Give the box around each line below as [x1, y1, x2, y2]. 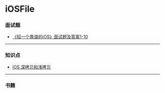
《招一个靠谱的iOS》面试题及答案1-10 [12, 34, 88, 40]
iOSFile [5, 3, 35, 15]
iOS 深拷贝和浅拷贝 [12, 64, 51, 70]
